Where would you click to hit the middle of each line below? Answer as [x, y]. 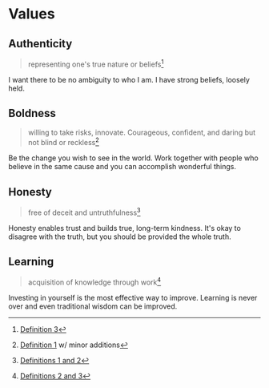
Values [32, 14]
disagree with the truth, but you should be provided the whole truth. [120, 236]
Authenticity [40, 44]
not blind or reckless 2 [64, 142]
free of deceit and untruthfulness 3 [84, 212]
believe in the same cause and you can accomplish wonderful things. [122, 167]
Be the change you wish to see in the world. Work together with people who [133, 158]
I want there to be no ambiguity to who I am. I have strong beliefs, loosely [129, 79]
